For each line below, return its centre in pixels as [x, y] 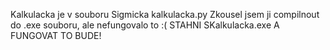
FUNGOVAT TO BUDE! [56, 35]
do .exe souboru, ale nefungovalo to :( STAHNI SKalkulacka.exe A [145, 25]
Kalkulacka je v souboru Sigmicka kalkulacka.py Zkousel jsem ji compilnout [165, 14]
